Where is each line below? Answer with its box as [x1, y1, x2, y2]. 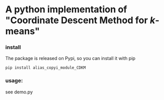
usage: [5, 77, 23, 84]
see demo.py [5, 89, 33, 95]
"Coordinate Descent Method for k [5, 14, 155, 26]
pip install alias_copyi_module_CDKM [5, 65, 86, 70]
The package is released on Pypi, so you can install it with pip [5, 55, 136, 62]
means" [5, 26, 40, 37]
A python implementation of [5, 4, 127, 15]
